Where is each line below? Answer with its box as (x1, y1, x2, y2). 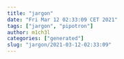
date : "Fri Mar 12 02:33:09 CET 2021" (7, 16, 118, 23)
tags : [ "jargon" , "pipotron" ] (7, 22, 94, 29)
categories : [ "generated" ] (7, 35, 84, 42)
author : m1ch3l (7, 28, 51, 36)
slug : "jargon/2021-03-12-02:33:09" (7, 41, 112, 48)
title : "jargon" (7, 9, 53, 17)
